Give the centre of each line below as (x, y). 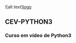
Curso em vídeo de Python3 (38, 35)
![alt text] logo (18, 7)
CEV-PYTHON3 (29, 22)
